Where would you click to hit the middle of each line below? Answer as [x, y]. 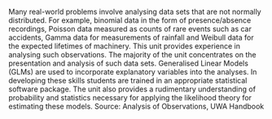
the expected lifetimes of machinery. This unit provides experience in [124, 46]
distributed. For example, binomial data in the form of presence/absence [130, 20]
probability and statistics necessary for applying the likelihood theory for [130, 98]
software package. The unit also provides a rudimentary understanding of [132, 89]
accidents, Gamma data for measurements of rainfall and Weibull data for [131, 37]
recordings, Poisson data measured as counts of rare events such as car [130, 29]
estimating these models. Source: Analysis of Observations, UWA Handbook [136, 106]
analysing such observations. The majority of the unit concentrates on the [132, 55]
